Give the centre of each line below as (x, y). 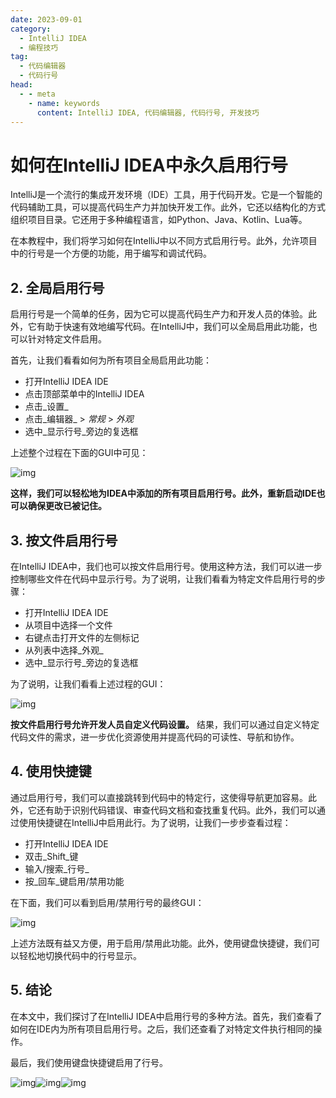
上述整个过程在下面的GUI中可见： (79, 453)
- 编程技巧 (39, 47)
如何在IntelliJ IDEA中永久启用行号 (149, 165)
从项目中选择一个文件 (68, 625)
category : (31, 29)
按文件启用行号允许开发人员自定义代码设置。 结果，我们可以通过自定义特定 (165, 724)
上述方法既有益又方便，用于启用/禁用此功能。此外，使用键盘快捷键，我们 (161, 943)
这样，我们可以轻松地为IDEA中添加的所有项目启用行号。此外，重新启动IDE (163, 493)
